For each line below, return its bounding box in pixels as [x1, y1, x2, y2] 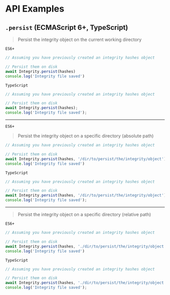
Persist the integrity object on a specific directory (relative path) [17, 212, 151, 217]
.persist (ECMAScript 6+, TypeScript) [5, 23, 129, 32]
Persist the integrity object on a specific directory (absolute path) [17, 133, 154, 139]
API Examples [5, 3, 65, 15]
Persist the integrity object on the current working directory [17, 36, 142, 42]
